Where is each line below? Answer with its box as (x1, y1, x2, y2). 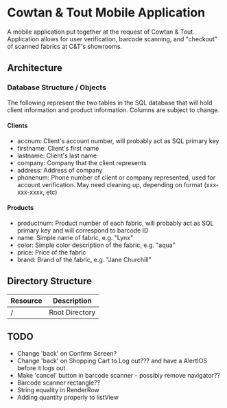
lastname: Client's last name (16, 151, 97, 160)
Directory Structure (7, 275, 93, 287)
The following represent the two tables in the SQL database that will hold (7, 98, 213, 107)
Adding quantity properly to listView (16, 393, 119, 401)
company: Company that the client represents (16, 158, 147, 167)
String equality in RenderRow (16, 385, 99, 394)
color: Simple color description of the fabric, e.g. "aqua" (16, 241, 176, 249)
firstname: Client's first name (16, 144, 99, 152)
